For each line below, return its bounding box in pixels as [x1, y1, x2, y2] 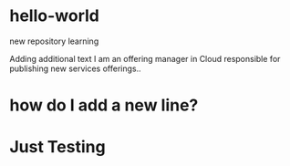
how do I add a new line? [9, 95, 199, 116]
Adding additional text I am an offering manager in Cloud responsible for [9, 53, 281, 64]
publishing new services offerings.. [9, 63, 141, 74]
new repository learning [9, 36, 99, 47]
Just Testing [9, 137, 107, 158]
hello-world [9, 5, 100, 26]
